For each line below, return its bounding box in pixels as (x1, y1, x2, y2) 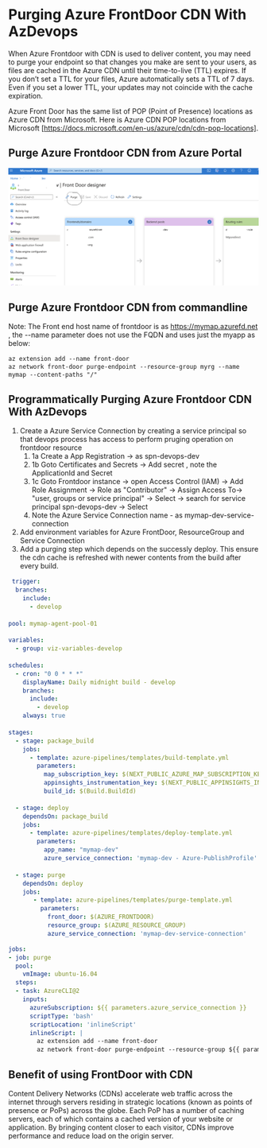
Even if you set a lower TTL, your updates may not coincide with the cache (8, 82, 253, 92)
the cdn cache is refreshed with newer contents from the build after (19, 553, 242, 562)
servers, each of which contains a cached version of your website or (8, 1114, 233, 1123)
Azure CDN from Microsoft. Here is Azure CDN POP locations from (8, 114, 226, 124)
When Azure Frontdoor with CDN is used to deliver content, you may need (8, 48, 251, 58)
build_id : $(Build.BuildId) (43, 787, 137, 795)
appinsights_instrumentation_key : (43, 779, 158, 787)
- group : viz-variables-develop (15, 645, 123, 653)
